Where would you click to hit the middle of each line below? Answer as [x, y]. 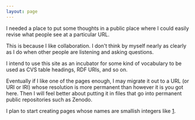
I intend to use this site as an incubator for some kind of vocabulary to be [94, 63]
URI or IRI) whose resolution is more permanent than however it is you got [95, 87]
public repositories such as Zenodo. [49, 100]
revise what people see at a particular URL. [58, 34]
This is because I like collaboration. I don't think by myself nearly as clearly [96, 46]
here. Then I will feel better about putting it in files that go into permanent [94, 93]
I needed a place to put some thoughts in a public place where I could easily [97, 28]
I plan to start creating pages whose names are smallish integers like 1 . [91, 111]
